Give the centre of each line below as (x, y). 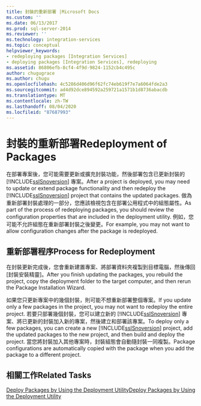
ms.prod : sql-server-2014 (38, 28)
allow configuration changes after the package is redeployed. (82, 231)
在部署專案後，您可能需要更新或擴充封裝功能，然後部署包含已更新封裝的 (95, 174)
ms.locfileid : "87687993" (38, 112)
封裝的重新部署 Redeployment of (87, 144)
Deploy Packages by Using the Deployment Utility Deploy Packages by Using (101, 390)
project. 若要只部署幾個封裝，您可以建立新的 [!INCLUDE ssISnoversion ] (94, 314)
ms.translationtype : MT (36, 95)
